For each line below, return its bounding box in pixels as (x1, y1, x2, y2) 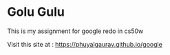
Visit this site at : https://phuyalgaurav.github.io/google (7, 40, 163, 48)
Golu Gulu (7, 4, 65, 20)
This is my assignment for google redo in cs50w (7, 27, 144, 35)
